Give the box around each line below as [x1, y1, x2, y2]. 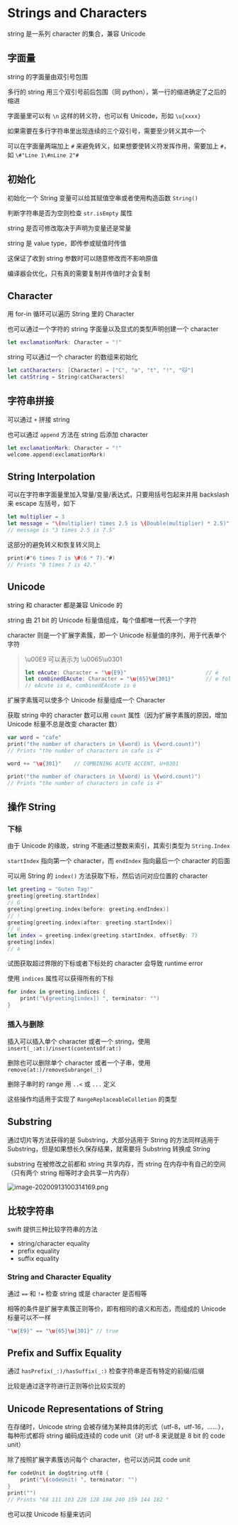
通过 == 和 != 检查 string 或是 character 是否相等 [7, 1289, 147, 1298]
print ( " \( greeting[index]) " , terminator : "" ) [20, 994, 160, 1002]
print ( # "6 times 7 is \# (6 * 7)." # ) [7, 555, 115, 562]
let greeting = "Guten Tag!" [7, 886, 93, 893]
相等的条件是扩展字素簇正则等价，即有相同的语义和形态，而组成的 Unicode [7, 1304, 227, 1313]
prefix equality [17, 1247, 60, 1255]
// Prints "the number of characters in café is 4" [7, 779, 163, 786]
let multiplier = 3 [7, 514, 65, 521]
